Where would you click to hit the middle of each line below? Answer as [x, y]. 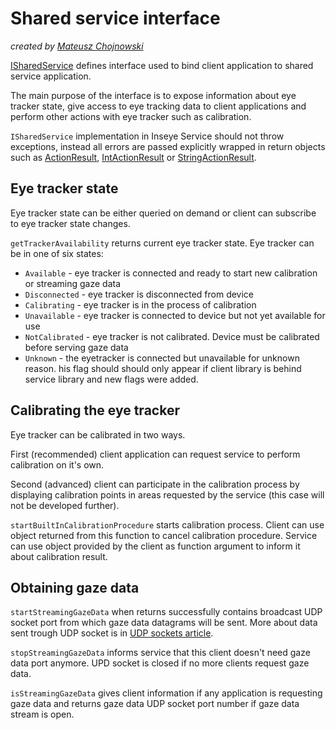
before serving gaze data [76, 347]
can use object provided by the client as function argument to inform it [155, 546]
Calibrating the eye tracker [95, 410]
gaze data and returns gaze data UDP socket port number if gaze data [155, 704]
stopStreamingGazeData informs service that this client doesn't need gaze [160, 653]
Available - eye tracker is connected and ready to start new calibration [171, 273]
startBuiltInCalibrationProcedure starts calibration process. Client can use [167, 524]
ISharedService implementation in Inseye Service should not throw [147, 136]
